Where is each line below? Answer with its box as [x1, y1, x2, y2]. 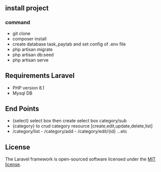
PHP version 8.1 [12, 84, 45, 90]
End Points [5, 104, 39, 113]
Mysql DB [12, 90, 32, 96]
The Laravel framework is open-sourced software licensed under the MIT [5, 156, 156, 162]
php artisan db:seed [12, 51, 54, 57]
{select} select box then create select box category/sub [12, 117, 127, 124]
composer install [12, 35, 47, 41]
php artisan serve [12, 57, 49, 63]
